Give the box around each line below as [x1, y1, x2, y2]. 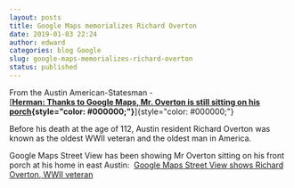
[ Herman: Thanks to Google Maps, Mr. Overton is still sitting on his [9, 96, 261, 107]
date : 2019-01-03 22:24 [9, 29, 98, 38]
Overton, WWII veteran [9, 168, 94, 179]
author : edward [9, 37, 66, 47]
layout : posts [9, 12, 62, 22]
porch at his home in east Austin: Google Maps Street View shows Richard [9, 159, 284, 170]
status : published [9, 63, 78, 72]
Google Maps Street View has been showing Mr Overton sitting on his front [9, 150, 285, 160]
